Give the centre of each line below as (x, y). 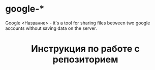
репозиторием (85, 60)
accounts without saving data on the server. (51, 28)
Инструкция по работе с (85, 49)
